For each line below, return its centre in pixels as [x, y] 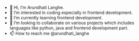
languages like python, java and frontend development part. [69, 28]
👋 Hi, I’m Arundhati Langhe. [37, 7]
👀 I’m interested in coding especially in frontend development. [71, 13]
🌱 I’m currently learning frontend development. [56, 18]
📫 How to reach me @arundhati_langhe [49, 33]
